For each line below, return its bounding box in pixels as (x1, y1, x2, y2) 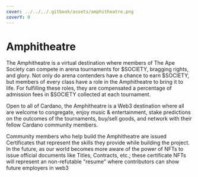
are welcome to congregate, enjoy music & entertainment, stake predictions (6, 109, 191, 116)
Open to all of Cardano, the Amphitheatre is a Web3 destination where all (6, 102, 184, 110)
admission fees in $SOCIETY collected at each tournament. (6, 91, 151, 98)
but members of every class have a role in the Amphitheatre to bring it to (6, 78, 184, 86)
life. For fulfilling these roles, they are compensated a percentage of (6, 84, 172, 92)
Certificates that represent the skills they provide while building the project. (6, 139, 190, 146)
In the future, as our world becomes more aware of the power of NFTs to (6, 146, 184, 153)
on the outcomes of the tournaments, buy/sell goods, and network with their (6, 115, 192, 122)
